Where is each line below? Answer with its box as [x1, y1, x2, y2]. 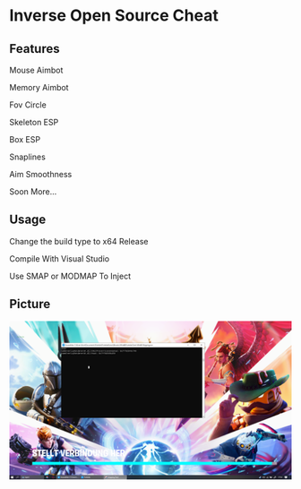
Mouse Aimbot [9, 64, 64, 75]
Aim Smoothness [9, 169, 73, 179]
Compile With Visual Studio [9, 253, 110, 264]
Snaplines [9, 151, 47, 162]
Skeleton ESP [9, 117, 59, 127]
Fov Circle [9, 99, 47, 110]
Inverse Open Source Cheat [9, 5, 219, 26]
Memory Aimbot [9, 82, 69, 92]
